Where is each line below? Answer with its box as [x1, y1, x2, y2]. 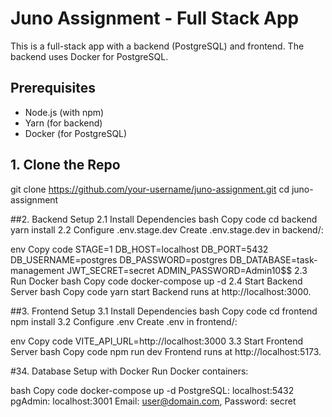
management [10, 264, 65, 276]
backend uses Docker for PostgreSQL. [10, 50, 169, 62]
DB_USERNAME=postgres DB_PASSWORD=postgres [10, 253, 228, 266]
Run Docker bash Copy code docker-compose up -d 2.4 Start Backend [10, 275, 303, 287]
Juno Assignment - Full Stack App [10, 7, 300, 30]
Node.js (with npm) [24, 106, 105, 118]
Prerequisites [10, 80, 96, 97]
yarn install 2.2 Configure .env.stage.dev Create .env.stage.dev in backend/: [10, 223, 324, 236]
